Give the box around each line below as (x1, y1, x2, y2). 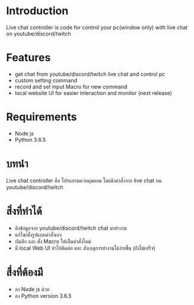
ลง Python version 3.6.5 (14, 292, 72, 299)
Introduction (6, 4, 69, 18)
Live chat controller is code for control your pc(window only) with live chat (6, 24, 188, 31)
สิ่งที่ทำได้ (6, 204, 43, 218)
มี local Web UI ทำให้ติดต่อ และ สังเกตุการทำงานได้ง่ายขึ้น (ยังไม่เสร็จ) (14, 244, 155, 252)
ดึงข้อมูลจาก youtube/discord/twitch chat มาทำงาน (14, 224, 128, 231)
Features (6, 51, 51, 65)
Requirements (6, 110, 77, 124)
